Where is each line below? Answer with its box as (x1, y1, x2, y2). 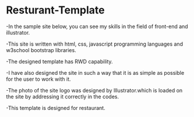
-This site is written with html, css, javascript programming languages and (6, 40, 184, 47)
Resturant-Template (6, 4, 105, 17)
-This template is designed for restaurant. (6, 104, 106, 111)
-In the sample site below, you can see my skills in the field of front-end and (6, 23, 188, 30)
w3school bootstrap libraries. (6, 46, 77, 53)
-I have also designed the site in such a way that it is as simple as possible (6, 69, 185, 76)
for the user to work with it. (6, 75, 71, 82)
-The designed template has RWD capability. (6, 58, 113, 65)
